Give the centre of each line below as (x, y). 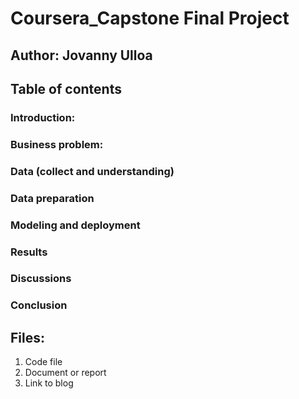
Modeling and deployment (75, 225)
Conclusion (39, 305)
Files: (27, 337)
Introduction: (43, 117)
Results (29, 252)
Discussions (41, 279)
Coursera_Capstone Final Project (150, 18)
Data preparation (52, 198)
